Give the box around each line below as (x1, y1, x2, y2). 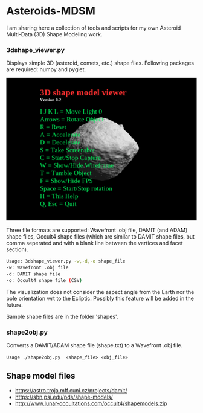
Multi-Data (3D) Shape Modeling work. (6, 30, 103, 37)
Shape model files (6, 371, 76, 381)
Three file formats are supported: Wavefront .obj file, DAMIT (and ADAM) (6, 226, 188, 234)
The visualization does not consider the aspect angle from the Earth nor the (6, 288, 195, 295)
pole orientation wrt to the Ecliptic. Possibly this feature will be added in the (6, 295, 195, 302)
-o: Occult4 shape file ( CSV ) (6, 277, 83, 283)
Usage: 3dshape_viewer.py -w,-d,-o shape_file (6, 258, 126, 264)
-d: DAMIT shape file (6, 271, 61, 277)
